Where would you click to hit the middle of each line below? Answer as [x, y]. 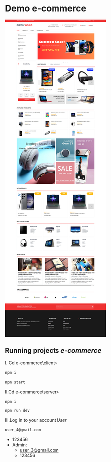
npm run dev [17, 411]
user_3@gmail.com [39, 450]
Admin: [20, 445]
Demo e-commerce [46, 9]
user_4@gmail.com [23, 430]
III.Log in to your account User [36, 420]
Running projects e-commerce [53, 351]
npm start [15, 382]
